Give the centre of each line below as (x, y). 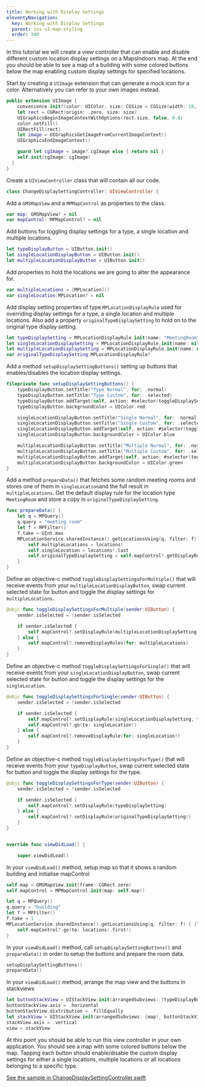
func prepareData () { (34, 511)
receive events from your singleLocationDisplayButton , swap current (93, 672)
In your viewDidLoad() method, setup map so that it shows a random (92, 867)
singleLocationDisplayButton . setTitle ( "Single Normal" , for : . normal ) (108, 418)
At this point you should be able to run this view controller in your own (94, 1039)
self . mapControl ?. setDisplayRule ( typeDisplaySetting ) (97, 805)
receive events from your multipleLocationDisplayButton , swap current (96, 585)
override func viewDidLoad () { (46, 844)
